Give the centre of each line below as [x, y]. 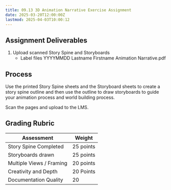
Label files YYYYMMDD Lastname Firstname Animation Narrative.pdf [93, 58]
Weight [84, 138]
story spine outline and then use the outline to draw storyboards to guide [82, 92]
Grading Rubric [30, 123]
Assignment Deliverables [46, 40]
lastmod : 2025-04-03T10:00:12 [38, 19]
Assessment [38, 138]
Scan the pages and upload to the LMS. [47, 107]
